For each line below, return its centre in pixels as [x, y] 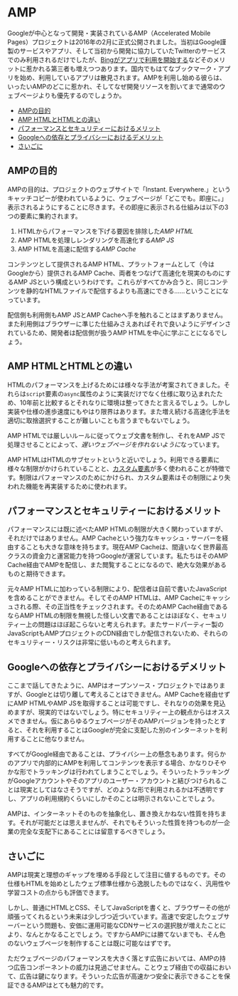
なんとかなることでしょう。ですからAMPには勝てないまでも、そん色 [126, 934]
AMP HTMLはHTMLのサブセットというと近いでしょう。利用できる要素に [114, 460]
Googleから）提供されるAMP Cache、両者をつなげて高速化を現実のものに [116, 273]
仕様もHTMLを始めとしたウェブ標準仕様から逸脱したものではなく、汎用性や [119, 883]
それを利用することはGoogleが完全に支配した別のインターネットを [124, 730]
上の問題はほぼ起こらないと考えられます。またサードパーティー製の [125, 625]
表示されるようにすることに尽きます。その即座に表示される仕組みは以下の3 [118, 207]
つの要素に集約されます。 [44, 216]
